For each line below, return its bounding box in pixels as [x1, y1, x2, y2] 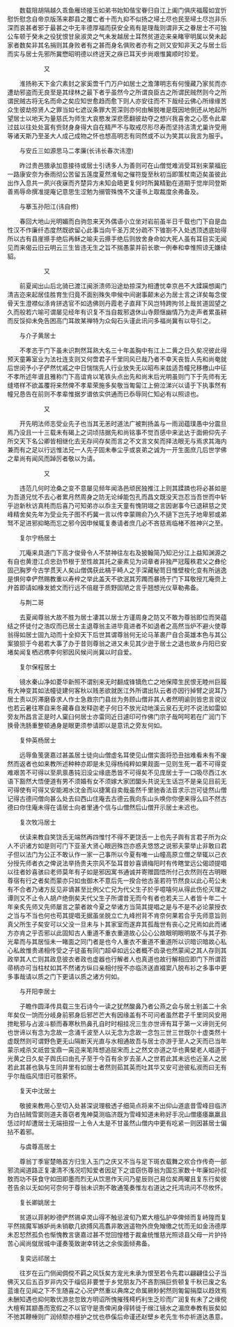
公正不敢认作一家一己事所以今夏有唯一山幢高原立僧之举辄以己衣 [43, 850, 227, 858]
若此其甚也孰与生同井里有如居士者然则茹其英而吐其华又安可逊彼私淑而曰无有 [7, 1063, 227, 1071]
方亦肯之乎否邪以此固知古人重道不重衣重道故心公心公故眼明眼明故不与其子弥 [7, 929, 227, 937]
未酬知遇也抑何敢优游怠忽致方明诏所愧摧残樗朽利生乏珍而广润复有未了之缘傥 [7, 1295, 227, 1303]
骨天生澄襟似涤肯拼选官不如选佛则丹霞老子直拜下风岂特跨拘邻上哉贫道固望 [7, 299, 221, 307]
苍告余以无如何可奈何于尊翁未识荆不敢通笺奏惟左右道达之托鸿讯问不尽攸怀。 [7, 1183, 227, 1192]
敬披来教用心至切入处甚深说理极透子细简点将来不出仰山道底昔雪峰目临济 [19, 1102, 227, 1109]
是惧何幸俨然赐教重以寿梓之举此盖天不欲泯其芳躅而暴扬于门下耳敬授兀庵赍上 [7, 575, 227, 583]
